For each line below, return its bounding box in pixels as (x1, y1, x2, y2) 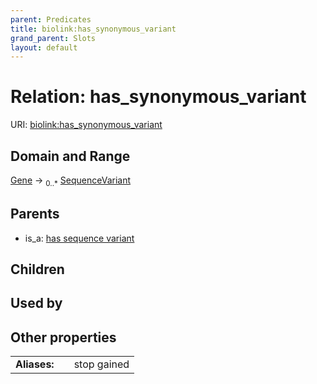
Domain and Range (10, 147, 131, 165)
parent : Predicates (10, 14, 92, 25)
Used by (10, 295, 63, 312)
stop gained (73, 357, 130, 371)
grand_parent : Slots (10, 33, 97, 43)
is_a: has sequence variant (24, 232, 135, 244)
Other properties (10, 329, 117, 346)
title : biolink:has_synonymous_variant (10, 24, 177, 34)
